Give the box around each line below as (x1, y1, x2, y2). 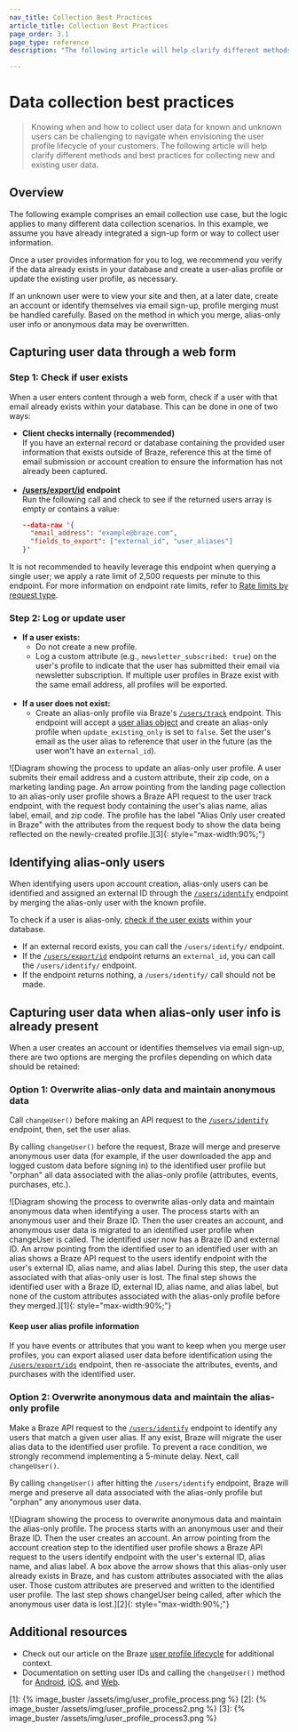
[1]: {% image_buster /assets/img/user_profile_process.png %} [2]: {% (9, 1694, 268, 1704)
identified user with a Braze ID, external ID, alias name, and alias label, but (9, 1282, 279, 1293)
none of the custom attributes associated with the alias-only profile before (9, 1291, 281, 1301)
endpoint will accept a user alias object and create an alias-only (35, 717, 269, 728)
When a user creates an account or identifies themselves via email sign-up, (9, 1042, 286, 1052)
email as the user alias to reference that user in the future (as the (35, 736, 272, 747)
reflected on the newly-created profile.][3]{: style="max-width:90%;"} (9, 829, 266, 840)
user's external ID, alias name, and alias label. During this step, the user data (9, 1262, 288, 1273)
